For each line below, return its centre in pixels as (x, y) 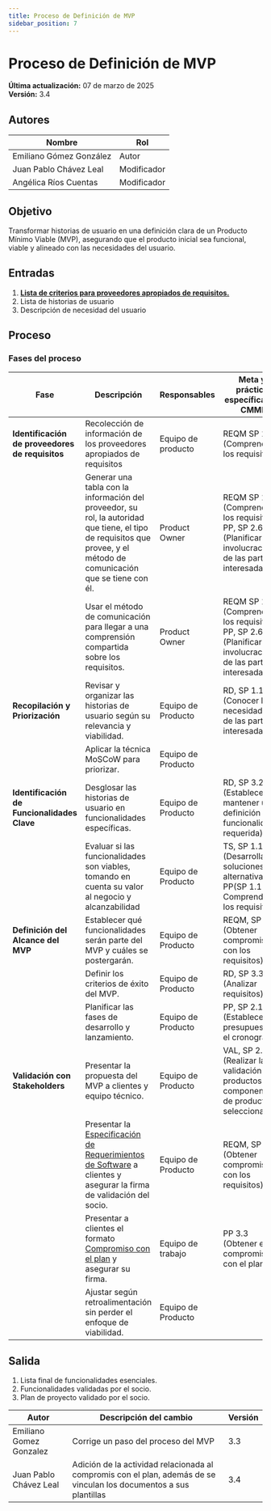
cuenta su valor (114, 887)
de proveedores (44, 443)
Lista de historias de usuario (67, 301)
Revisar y (102, 685)
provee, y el (107, 548)
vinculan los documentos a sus (131, 1485)
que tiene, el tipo (117, 527)
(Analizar (240, 984)
